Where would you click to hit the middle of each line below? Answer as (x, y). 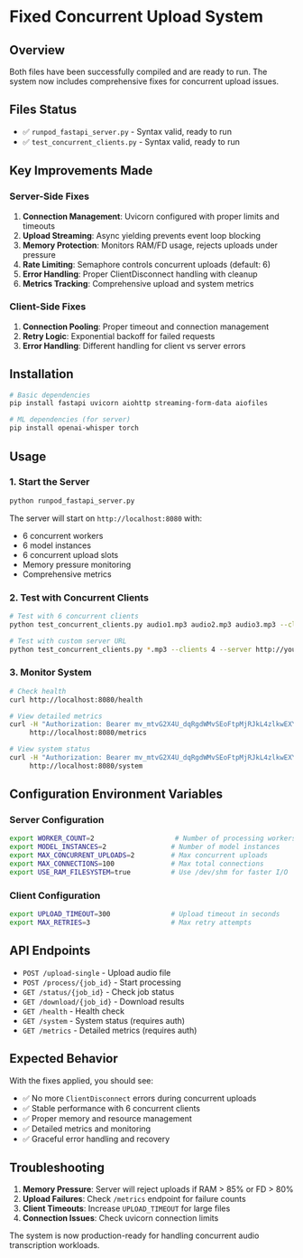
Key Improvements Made (81, 170)
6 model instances (57, 545)
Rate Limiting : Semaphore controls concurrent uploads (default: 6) (147, 264)
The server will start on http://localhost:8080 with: (106, 518)
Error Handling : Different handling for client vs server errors (134, 345)
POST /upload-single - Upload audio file (96, 972)
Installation (41, 374)
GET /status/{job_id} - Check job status (98, 991)
